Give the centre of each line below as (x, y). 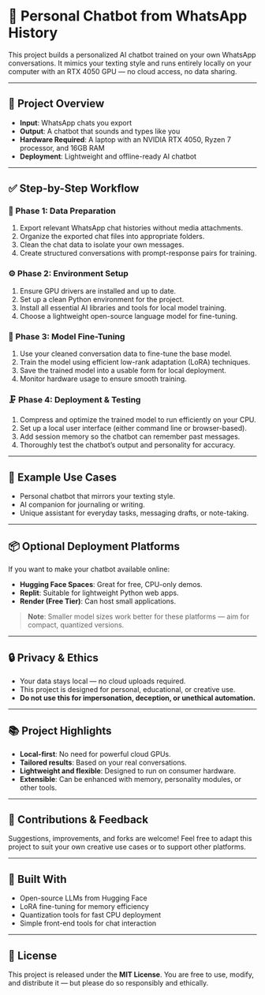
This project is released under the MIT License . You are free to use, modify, (131, 974)
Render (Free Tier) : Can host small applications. (98, 601)
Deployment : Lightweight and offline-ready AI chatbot (108, 156)
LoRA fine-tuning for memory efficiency (84, 907)
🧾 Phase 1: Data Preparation (62, 211)
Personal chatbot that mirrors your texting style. (97, 496)
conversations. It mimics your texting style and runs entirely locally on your (130, 63)
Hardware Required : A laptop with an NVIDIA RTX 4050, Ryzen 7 (125, 139)
